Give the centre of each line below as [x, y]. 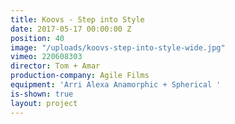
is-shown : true [42, 94]
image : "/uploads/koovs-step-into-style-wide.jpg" [118, 47]
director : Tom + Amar [55, 66]
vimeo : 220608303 [46, 57]
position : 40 [37, 38]
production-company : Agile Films [80, 76]
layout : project [44, 103]
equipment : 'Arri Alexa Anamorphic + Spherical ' [116, 85]
